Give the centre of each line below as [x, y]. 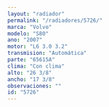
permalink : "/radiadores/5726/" [55, 20]
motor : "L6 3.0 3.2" [38, 46]
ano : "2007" [25, 40]
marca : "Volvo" [30, 27]
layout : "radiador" [36, 14]
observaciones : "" [34, 86]
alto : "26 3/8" [30, 73]
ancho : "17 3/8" [31, 79]
